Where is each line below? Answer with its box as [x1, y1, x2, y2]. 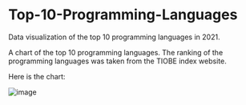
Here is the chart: [8, 71, 66, 81]
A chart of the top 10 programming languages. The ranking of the [8, 47, 224, 57]
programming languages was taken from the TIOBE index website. [8, 56, 227, 66]
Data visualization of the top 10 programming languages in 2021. [8, 32, 220, 42]
